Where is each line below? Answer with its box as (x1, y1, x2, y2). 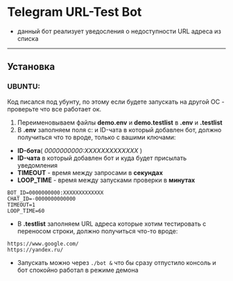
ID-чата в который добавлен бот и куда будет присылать (17, 154, 187, 162)
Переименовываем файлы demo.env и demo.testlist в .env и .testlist (17, 118, 223, 127)
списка (17, 34, 39, 42)
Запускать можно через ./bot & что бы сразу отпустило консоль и (17, 258, 216, 266)
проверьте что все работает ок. (7, 105, 102, 113)
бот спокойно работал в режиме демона (17, 266, 139, 274)
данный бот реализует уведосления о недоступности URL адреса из (17, 27, 222, 35)
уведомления (17, 161, 58, 170)
